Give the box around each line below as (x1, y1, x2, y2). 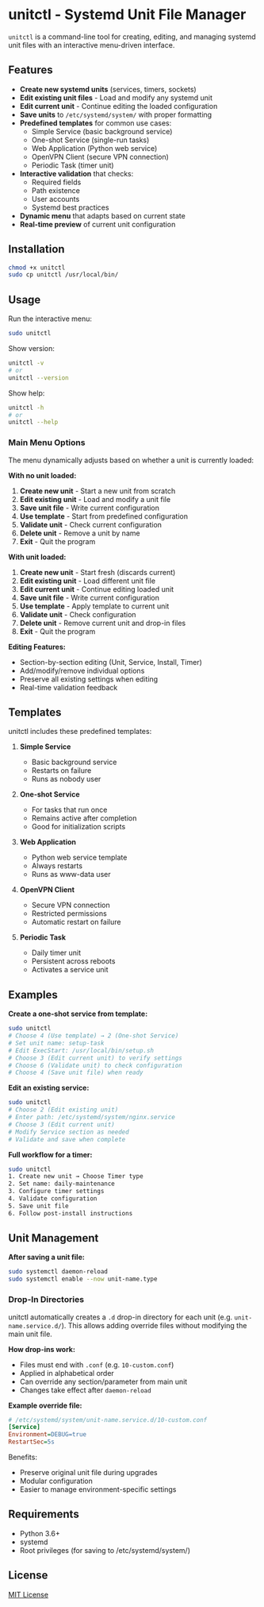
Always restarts (31, 861, 83, 871)
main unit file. (8, 1329, 53, 1339)
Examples (8, 987, 58, 1002)
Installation (8, 242, 65, 256)
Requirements (8, 1508, 79, 1521)
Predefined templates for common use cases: (19, 118, 172, 128)
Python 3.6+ (19, 1528, 61, 1538)
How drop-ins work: (8, 1344, 75, 1354)
